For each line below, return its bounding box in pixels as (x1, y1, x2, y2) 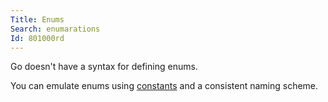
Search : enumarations (10, 24, 101, 34)
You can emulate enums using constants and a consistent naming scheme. (10, 80, 319, 92)
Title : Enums (10, 14, 65, 25)
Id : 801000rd (10, 33, 65, 43)
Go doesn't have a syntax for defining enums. (10, 61, 198, 73)
